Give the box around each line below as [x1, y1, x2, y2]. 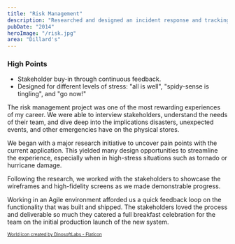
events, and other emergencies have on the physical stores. [7, 125, 180, 134]
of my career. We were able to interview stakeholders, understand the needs [7, 111, 228, 119]
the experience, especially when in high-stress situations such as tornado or [7, 154, 227, 162]
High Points [7, 59, 48, 69]
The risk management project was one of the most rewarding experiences [7, 103, 221, 112]
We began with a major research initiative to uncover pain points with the [7, 139, 218, 147]
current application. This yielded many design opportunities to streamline [7, 146, 218, 155]
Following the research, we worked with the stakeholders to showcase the [7, 175, 221, 183]
